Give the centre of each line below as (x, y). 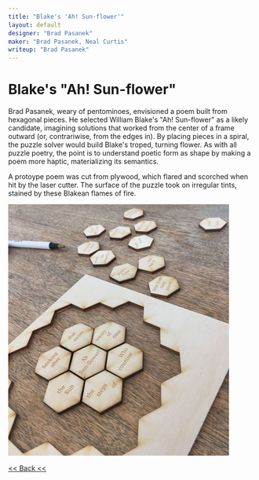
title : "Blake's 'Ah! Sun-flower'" (66, 16)
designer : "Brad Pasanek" (50, 33)
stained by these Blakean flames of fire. (72, 193)
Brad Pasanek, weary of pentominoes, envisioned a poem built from (118, 112)
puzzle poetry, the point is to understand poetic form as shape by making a (129, 153)
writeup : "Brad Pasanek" (49, 50)
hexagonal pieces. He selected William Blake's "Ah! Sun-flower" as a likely (128, 120)
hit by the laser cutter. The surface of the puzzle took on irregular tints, (122, 185)
